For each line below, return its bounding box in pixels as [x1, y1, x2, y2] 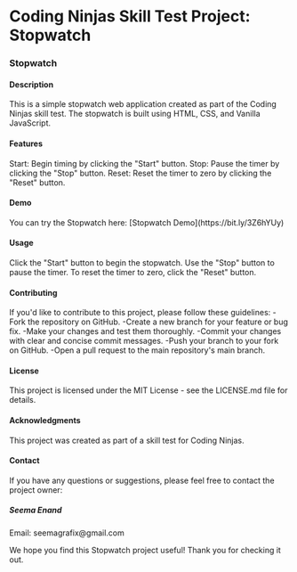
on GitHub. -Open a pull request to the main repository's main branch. [9, 345, 265, 355]
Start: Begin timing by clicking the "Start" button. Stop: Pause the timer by [9, 158, 280, 168]
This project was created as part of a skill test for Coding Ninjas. [9, 435, 245, 445]
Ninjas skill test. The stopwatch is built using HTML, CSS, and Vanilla [9, 109, 261, 119]
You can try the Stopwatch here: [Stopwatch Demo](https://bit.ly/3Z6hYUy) [9, 217, 285, 228]
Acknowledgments [9, 414, 82, 425]
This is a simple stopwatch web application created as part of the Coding [9, 99, 277, 110]
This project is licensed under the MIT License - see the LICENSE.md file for [9, 385, 288, 396]
